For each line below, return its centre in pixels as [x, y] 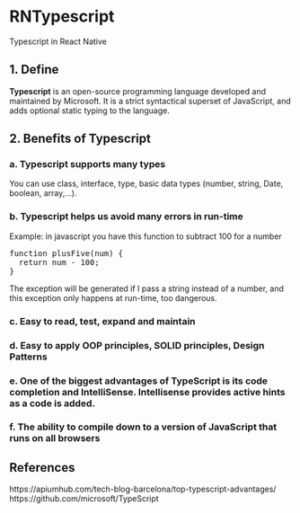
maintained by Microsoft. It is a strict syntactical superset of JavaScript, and [150, 101]
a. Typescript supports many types [88, 164]
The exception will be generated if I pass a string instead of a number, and [147, 288]
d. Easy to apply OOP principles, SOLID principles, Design [137, 345]
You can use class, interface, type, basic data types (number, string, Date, [146, 184]
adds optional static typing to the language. [90, 111]
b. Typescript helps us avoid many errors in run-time [127, 217]
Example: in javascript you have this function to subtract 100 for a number [146, 236]
